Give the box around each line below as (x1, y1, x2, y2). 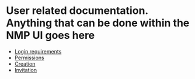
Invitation (14, 66, 37, 73)
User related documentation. (6, 4, 149, 17)
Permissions (14, 54, 45, 61)
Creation (14, 60, 36, 67)
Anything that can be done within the (6, 16, 190, 30)
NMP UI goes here (6, 29, 95, 42)
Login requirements (14, 48, 62, 55)
